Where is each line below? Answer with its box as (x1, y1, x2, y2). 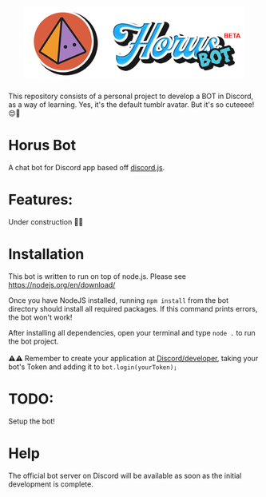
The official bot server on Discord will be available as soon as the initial (8, 471, 242, 480)
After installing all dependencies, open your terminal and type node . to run (8, 328, 256, 337)
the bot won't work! (8, 312, 73, 322)
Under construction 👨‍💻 (8, 217, 84, 226)
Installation (8, 245, 85, 263)
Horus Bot (8, 137, 77, 154)
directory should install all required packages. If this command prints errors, (8, 304, 258, 313)
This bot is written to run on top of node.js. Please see (8, 271, 186, 281)
